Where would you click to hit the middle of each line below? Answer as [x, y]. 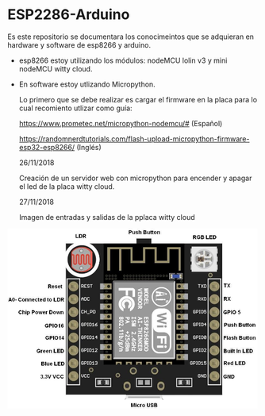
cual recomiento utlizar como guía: [75, 108]
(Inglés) [89, 147]
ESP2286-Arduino [69, 15]
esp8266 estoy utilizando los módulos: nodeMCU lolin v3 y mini [123, 60]
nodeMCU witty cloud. [56, 68]
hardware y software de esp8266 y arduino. [79, 44]
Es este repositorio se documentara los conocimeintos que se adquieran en [131, 37]
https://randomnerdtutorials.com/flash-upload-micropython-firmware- [134, 139]
